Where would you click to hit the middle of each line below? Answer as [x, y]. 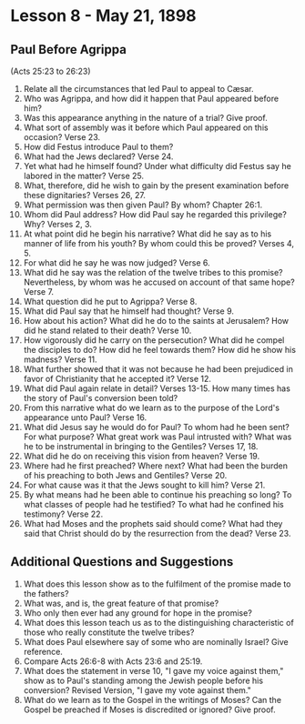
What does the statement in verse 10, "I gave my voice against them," [153, 670]
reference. [43, 651]
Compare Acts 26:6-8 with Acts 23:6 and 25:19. [113, 661]
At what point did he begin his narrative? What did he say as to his [147, 234]
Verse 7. [38, 292]
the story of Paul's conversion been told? [101, 398]
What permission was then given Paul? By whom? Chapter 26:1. [143, 205]
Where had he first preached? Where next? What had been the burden [155, 466]
